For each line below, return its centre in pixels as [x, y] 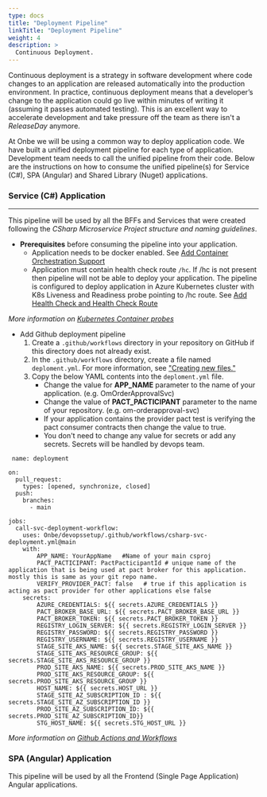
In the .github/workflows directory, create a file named [121, 360]
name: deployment [40, 459]
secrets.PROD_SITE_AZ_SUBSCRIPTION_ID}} [76, 717]
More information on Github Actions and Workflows [93, 738]
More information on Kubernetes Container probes [91, 319]
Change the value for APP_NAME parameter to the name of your [149, 385]
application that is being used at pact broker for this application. [128, 570]
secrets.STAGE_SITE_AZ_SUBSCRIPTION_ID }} [79, 702]
